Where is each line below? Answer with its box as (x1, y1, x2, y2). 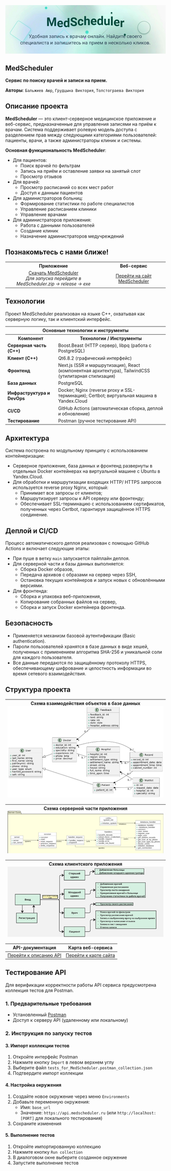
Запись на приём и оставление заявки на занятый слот (20, 168, 141, 174)
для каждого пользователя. (12, 654, 73, 660)
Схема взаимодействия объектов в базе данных (30, 700, 141, 707)
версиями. (20, 582, 44, 589)
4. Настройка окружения (5, 1082, 62, 1088)
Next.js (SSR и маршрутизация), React (58, 362, 140, 368)
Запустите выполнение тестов (12, 1160, 79, 1166)
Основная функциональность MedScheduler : (5, 147, 106, 153)
